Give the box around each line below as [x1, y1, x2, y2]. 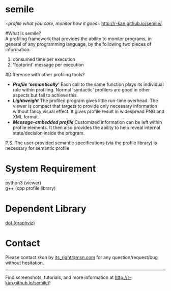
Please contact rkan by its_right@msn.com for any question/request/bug [5, 254, 158, 260]
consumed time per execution [12, 56, 75, 62]
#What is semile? [5, 30, 41, 36]
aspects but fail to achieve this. [12, 92, 78, 98]
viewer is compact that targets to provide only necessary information [12, 103, 158, 109]
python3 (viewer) [5, 179, 42, 186]
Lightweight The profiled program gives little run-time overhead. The [12, 98, 158, 104]
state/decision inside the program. [12, 130, 85, 136]
